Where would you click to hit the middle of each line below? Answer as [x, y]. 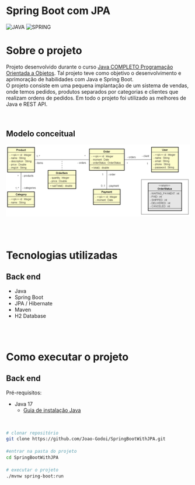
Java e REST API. [27, 104]
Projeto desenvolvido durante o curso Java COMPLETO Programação [90, 67]
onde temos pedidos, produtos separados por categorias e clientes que [92, 91]
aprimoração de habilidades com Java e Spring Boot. [70, 79]
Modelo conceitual [41, 134]
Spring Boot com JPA [58, 11]
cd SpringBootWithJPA [32, 458]
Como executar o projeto [67, 357]
